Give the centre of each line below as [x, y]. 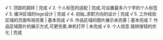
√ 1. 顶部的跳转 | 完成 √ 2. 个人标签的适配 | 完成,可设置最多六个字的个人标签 [81, 8]
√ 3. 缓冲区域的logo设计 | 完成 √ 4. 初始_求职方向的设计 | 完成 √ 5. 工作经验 [81, 14]
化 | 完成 [14, 32]
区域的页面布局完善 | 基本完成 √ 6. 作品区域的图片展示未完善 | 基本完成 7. [79, 20]
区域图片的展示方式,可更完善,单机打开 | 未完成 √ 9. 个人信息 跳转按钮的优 [83, 26]
